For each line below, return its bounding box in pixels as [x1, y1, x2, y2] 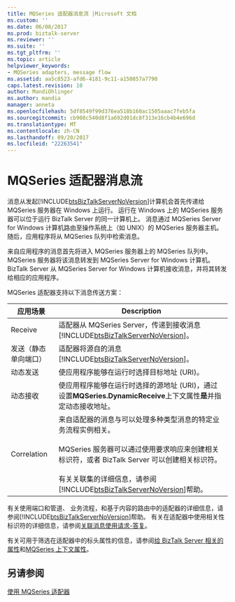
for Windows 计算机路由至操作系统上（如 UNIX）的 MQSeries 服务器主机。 [7, 223, 223, 232]
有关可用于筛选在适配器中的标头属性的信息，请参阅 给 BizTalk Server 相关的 [7, 536, 224, 545]
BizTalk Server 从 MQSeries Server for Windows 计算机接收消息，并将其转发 [7, 265, 227, 273]
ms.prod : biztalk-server [7, 29, 80, 37]
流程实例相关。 [65, 425, 115, 435]
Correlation [10, 449, 48, 459]
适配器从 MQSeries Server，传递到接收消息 [58, 320, 201, 330]
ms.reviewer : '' [7, 36, 55, 43]
